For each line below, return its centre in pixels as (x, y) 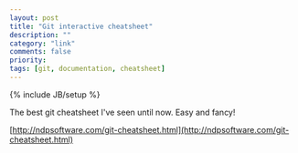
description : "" (40, 35)
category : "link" (43, 43)
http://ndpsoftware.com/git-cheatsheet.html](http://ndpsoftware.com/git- (151, 129)
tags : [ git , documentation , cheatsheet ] (88, 69)
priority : (28, 60)
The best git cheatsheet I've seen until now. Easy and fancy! (122, 112)
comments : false (40, 52)
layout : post (34, 18)
